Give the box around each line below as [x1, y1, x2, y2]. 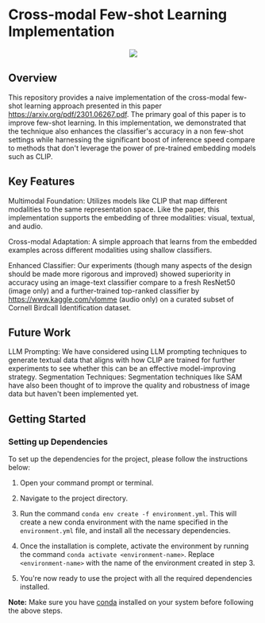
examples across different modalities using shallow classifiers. [8, 245, 213, 255]
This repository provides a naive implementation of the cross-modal [8, 92, 230, 102]
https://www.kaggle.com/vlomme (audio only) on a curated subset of [8, 294, 234, 304]
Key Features [8, 175, 75, 189]
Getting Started [8, 412, 86, 426]
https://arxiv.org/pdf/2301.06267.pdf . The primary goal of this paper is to [8, 109, 246, 119]
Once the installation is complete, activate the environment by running [19, 541, 249, 551]
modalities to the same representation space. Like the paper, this [8, 204, 220, 214]
